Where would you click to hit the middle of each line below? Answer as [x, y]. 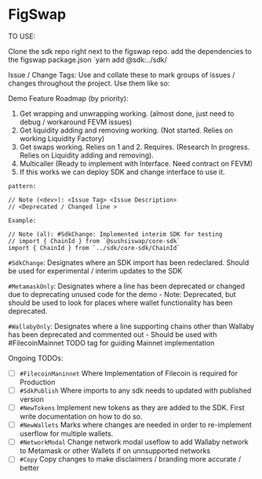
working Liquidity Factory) [62, 138]
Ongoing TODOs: [36, 357]
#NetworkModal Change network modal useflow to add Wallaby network [134, 442]
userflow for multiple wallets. [66, 434]
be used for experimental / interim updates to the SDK [95, 270]
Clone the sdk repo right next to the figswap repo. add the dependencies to [130, 51]
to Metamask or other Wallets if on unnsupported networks [115, 451]
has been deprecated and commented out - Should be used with [113, 334]
